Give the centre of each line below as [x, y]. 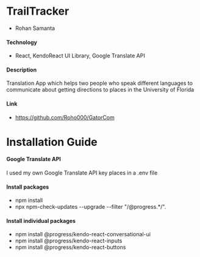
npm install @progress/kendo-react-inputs [69, 241]
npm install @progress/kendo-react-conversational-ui [83, 234]
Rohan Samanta [35, 28]
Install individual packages [41, 220]
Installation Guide [52, 142]
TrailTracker [38, 11]
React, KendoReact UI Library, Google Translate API [80, 56]
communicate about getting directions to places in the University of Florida [100, 90]
